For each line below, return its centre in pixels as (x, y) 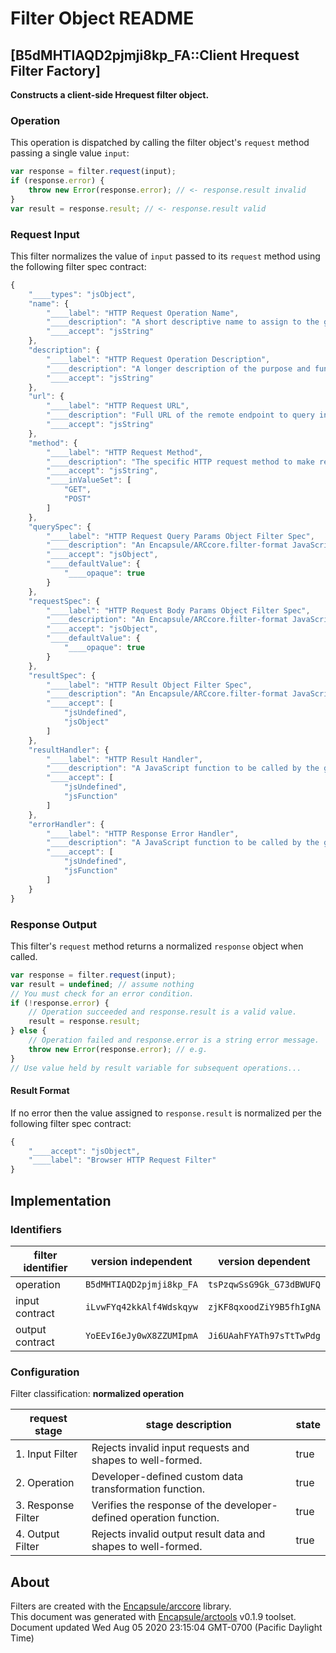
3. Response (45, 1505)
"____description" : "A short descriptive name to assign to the (183, 322)
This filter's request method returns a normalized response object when (157, 946)
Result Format (40, 1091)
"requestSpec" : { (64, 601)
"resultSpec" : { (62, 675)
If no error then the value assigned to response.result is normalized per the (166, 1113)
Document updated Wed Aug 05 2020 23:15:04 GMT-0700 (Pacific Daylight (166, 1628)
